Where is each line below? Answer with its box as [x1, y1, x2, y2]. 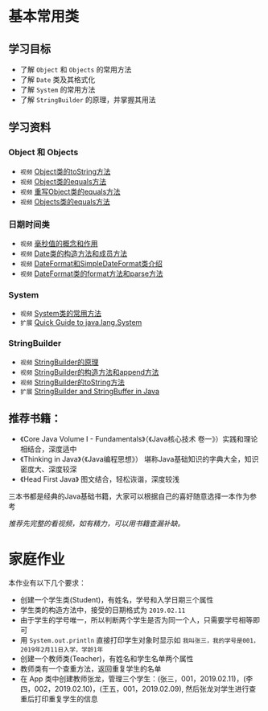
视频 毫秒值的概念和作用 [19, 238, 98, 248]
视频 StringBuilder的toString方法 [19, 377, 126, 387]
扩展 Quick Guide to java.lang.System [19, 318, 142, 327]
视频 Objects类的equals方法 [19, 196, 110, 206]
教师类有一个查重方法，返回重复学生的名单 [19, 664, 162, 674]
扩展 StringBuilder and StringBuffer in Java [19, 386, 159, 396]
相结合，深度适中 [19, 444, 77, 454]
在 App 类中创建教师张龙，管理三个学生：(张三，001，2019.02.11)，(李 [19, 674, 254, 684]
